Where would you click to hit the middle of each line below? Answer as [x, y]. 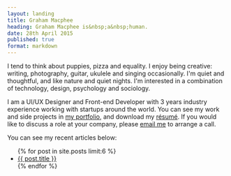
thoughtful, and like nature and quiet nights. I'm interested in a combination [115, 81]
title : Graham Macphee [40, 20]
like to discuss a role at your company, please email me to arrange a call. [112, 124]
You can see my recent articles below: [62, 138]
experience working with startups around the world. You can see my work [113, 109]
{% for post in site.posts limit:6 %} [67, 151]
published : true [31, 40]
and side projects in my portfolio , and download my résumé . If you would [112, 117]
